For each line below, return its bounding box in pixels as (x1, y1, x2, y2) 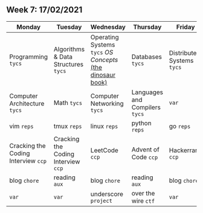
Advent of (131, 145, 160, 153)
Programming (9, 52, 48, 61)
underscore (90, 189, 124, 198)
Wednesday (90, 22, 126, 31)
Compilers (131, 103, 161, 111)
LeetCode (90, 146, 119, 154)
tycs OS (90, 48, 114, 56)
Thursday (132, 22, 162, 31)
